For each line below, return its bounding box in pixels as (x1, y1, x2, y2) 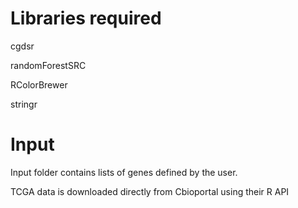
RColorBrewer (10, 78, 68, 91)
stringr (10, 98, 38, 110)
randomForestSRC (10, 59, 87, 71)
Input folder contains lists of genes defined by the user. (10, 166, 238, 178)
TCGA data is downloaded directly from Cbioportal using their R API (10, 185, 290, 197)
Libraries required (10, 7, 162, 30)
